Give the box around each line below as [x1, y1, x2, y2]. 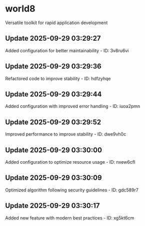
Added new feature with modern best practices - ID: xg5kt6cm [5, 214, 134, 221]
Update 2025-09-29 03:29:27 [5, 34, 101, 43]
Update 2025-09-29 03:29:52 [5, 118, 101, 126]
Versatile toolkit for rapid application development [5, 20, 108, 26]
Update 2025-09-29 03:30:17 [5, 201, 100, 210]
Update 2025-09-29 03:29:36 [5, 62, 101, 71]
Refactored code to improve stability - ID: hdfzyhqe [5, 75, 111, 81]
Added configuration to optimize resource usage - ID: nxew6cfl [5, 159, 135, 165]
